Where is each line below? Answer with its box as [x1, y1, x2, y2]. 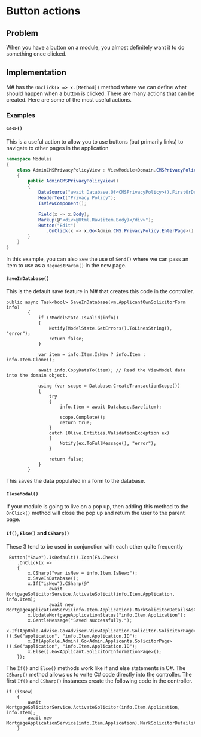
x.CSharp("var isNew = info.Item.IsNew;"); [28, 570, 138, 576]
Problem [6, 28, 39, 38]
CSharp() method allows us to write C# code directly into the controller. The [6, 671, 193, 678]
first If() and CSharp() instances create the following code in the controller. [6, 677, 193, 684]
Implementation [6, 68, 67, 78]
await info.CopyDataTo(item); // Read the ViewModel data [38, 367, 186, 373]
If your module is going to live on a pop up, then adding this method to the [6, 503, 189, 510]
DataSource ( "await [38, 190, 84, 196]
